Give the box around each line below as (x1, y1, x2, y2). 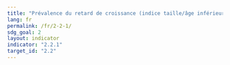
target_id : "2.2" (7, 48, 57, 55)
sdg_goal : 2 (7, 28, 41, 36)
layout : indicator (7, 35, 60, 42)
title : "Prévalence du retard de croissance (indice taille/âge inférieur (7, 9, 225, 17)
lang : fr (7, 16, 32, 23)
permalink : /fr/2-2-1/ (7, 22, 72, 29)
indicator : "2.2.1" (7, 41, 63, 48)
